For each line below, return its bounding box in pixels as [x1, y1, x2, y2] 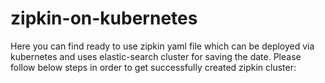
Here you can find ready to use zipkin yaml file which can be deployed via [10, 40, 315, 52]
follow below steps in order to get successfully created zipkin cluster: [10, 61, 297, 73]
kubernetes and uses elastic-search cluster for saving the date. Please [10, 50, 302, 62]
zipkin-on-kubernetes [10, 7, 198, 30]
